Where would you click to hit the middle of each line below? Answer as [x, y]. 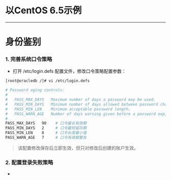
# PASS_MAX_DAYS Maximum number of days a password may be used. [81, 100]
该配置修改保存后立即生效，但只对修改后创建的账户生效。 [78, 148]
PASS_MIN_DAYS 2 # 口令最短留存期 [46, 128]
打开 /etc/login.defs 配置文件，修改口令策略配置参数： [69, 71]
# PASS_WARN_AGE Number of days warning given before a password [81, 114]
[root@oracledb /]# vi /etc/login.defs [48, 81]
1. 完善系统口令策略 [29, 59]
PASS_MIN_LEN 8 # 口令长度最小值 [46, 133]
